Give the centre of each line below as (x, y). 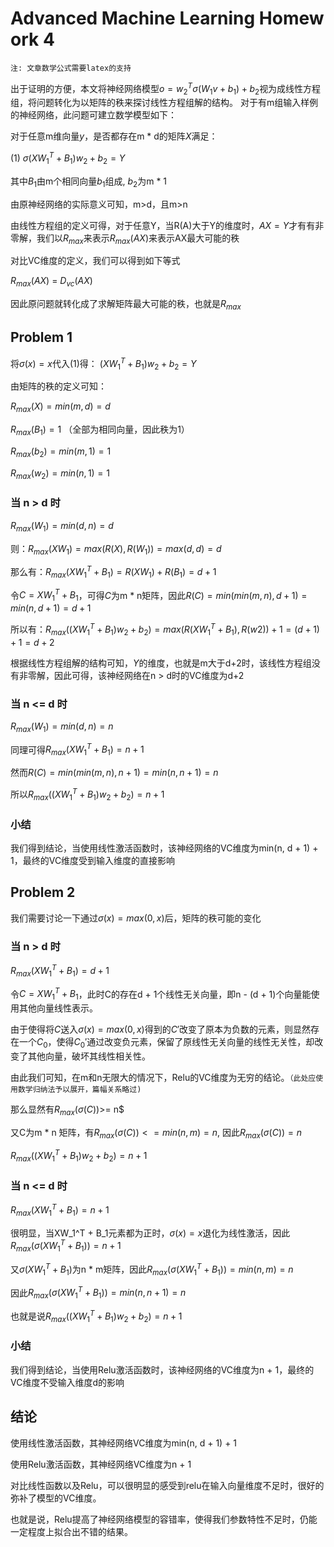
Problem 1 (41, 337)
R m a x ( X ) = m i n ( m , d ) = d (60, 407)
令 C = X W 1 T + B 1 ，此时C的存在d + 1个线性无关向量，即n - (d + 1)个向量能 (161, 994)
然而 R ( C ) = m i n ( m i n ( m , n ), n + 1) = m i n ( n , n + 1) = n (114, 773)
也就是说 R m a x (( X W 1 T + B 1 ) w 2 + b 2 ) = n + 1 (96, 1316)
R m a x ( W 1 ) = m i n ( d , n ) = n (62, 727)
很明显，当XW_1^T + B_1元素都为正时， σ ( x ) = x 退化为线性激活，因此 (150, 1233)
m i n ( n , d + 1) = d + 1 (51, 608)
